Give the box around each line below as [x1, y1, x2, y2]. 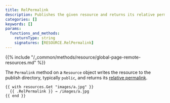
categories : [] [5, 17, 37, 22]
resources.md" [5, 59, 36, 66]
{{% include [5, 54, 30, 60]
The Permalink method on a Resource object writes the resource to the [5, 69, 151, 75]
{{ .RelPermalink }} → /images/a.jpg [10, 89, 90, 94]
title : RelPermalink [5, 7, 49, 13]
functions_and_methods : [10, 31, 60, 36]
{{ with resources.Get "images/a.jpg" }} [5, 84, 94, 89]
